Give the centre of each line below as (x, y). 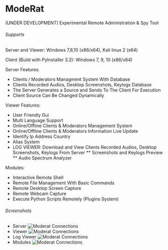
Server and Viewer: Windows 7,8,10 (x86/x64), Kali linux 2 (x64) (72, 50)
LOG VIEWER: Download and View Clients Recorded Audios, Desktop (85, 147)
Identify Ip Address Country (41, 136)
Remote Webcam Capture (39, 194)
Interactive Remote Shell (38, 178)
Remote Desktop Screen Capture (47, 188)
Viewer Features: (23, 105)
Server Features (22, 70)
